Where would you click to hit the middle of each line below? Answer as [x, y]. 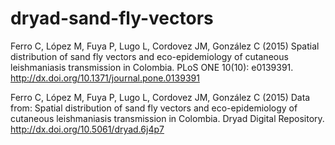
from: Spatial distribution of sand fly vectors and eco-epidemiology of [154, 108]
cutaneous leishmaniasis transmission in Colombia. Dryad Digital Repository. [167, 118]
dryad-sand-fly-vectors [112, 18]
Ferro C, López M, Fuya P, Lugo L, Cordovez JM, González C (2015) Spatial [165, 46]
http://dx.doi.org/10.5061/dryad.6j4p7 [87, 129]
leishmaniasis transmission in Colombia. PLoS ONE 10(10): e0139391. [152, 67]
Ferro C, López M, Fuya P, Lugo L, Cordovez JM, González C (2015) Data [160, 97]
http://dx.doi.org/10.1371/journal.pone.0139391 [105, 78]
